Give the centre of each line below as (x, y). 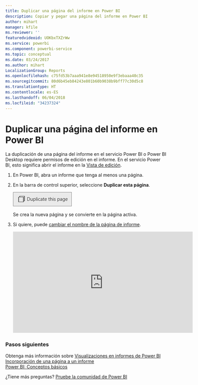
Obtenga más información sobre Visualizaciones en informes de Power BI (83, 356)
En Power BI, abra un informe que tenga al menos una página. (78, 175)
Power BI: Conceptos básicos (36, 366)
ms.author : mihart (25, 65)
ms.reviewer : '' (23, 33)
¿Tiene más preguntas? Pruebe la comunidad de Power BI (66, 377)
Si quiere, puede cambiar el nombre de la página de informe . (77, 225)
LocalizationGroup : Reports (35, 70)
